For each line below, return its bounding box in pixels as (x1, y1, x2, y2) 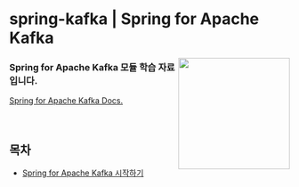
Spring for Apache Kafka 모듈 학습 (9, 61, 157, 74)
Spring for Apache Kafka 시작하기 (21, 167, 144, 178)
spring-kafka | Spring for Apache (9, 9, 260, 29)
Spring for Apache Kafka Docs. (9, 95, 123, 106)
